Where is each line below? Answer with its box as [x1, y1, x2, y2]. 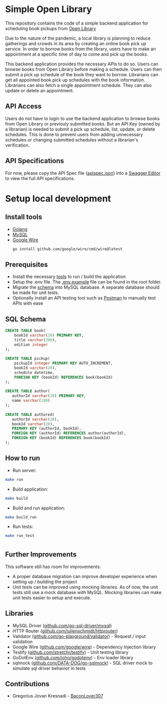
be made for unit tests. [12, 290, 59, 296]
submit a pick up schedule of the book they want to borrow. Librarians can [5, 71, 158, 77]
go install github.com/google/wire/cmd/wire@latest [12, 246, 122, 251]
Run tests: [12, 523, 33, 530]
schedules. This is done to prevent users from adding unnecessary [5, 131, 143, 137]
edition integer [14, 342, 48, 347]
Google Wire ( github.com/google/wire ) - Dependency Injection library [12, 644, 156, 650]
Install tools [5, 213, 42, 221]
